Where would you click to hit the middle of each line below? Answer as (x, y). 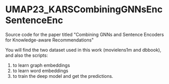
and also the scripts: (27, 55)
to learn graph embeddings (41, 65)
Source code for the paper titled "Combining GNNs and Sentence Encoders (85, 34)
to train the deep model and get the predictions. (63, 76)
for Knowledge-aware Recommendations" (50, 40)
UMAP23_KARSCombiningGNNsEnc (84, 9)
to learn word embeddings (40, 71)
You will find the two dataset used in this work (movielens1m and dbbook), (83, 50)
